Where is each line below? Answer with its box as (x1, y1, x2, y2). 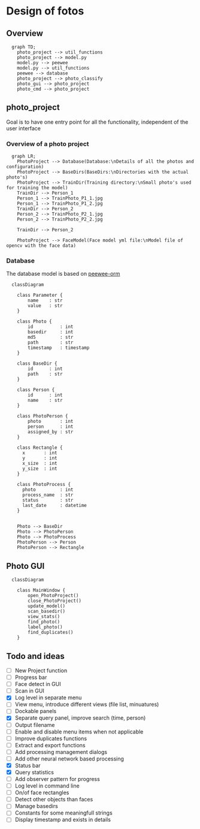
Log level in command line (14, 782, 80, 789)
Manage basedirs (14, 803, 58, 810)
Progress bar (14, 674, 47, 681)
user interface (6, 124, 41, 132)
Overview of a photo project (6, 139, 89, 148)
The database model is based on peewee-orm (6, 270, 120, 278)
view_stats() (28, 614, 60, 620)
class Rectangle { (17, 445, 63, 451)
